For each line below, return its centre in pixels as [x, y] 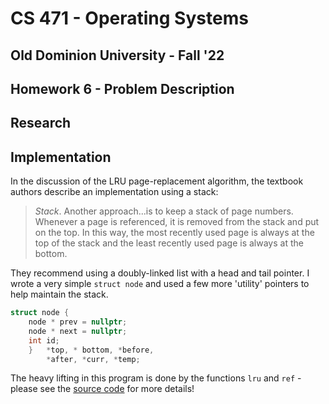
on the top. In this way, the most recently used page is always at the [174, 233]
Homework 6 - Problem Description [122, 88]
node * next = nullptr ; [78, 331]
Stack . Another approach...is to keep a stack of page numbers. [164, 211]
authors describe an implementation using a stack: [114, 192]
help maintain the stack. [59, 294]
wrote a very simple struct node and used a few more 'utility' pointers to [160, 284]
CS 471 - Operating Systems [129, 18]
